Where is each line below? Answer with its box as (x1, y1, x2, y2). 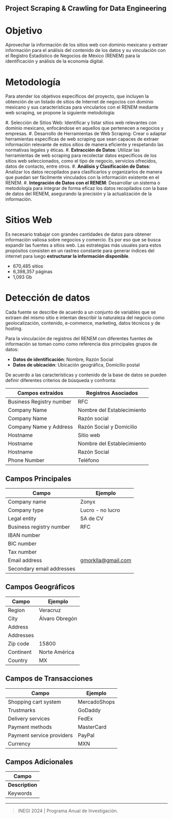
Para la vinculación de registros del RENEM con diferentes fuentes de (5, 336, 153, 342)
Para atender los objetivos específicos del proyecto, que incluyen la (5, 93, 149, 99)
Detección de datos (5, 292, 91, 304)
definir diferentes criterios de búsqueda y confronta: (5, 377, 117, 384)
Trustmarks (8, 706, 36, 713)
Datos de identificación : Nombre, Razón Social (12, 356, 114, 362)
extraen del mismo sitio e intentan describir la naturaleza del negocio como (5, 315, 165, 321)
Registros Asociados (85, 390, 138, 397)
